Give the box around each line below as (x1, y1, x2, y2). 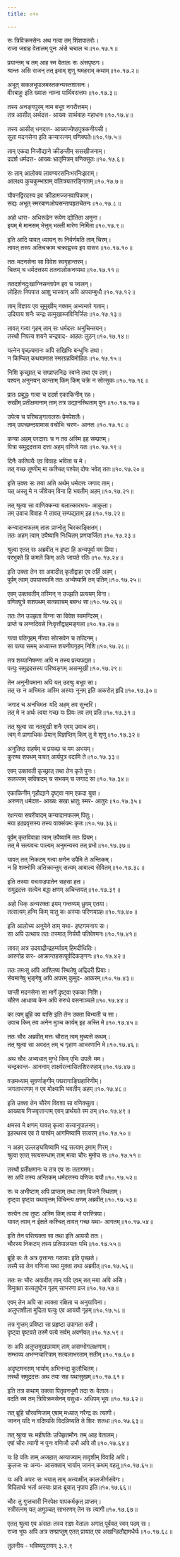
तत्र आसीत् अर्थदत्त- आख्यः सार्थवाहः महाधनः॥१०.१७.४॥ (7, 111, 133, 119)
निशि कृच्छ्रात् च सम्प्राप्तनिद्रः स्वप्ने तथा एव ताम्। (7, 368, 112, 376)
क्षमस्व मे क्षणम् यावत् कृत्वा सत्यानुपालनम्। (7, 1121, 100, 1129)
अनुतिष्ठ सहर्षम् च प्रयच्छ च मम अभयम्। (7, 744, 95, 753)
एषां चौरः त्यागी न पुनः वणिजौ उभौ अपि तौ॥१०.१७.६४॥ (7, 1439, 129, 1447)
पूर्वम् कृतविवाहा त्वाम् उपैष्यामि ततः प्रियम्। (7, 833, 97, 842)
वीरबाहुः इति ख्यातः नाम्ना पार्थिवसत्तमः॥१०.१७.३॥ (7, 88, 117, 96)
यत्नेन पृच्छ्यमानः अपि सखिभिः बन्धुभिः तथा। (7, 346, 104, 354)
